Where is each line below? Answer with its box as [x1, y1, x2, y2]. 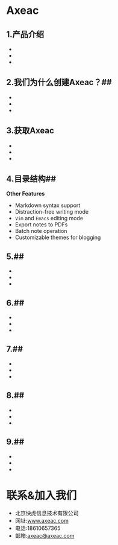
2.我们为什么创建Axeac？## [6, 77, 113, 88]
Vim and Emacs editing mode [14, 215, 83, 222]
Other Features [6, 190, 45, 197]
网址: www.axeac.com [14, 517, 69, 524]
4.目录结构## [6, 174, 56, 184]
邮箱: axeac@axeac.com [14, 532, 75, 540]
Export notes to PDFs [14, 221, 68, 228]
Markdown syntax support [14, 202, 81, 209]
